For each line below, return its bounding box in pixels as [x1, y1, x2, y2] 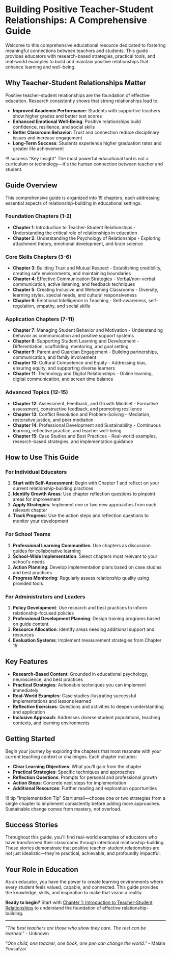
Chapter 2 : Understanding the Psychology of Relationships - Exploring [12, 235, 161, 241]
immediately [12, 687, 39, 693]
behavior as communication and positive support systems [12, 333, 134, 339]
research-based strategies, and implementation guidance [12, 438, 133, 445]
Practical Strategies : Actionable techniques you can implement [12, 681, 146, 688]
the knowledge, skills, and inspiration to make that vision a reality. [5, 890, 143, 896]
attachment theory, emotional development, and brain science [12, 240, 144, 247]
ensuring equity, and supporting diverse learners [12, 365, 116, 371]
